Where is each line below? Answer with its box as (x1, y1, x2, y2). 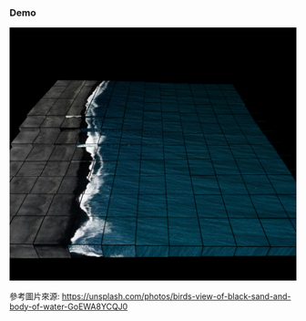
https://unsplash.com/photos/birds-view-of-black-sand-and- (61, 290, 291, 302)
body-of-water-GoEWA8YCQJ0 (9, 301, 128, 312)
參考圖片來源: (9, 290, 61, 302)
